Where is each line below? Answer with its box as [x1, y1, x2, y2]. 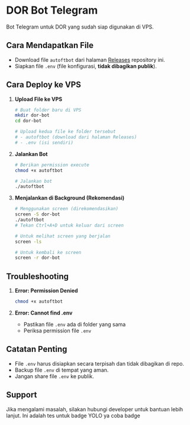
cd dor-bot [14, 118, 42, 124]
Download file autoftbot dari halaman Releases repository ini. [14, 56, 165, 63]
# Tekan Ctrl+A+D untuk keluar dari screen [14, 222, 124, 229]
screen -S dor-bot [14, 211, 60, 217]
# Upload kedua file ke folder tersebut [14, 129, 116, 135]
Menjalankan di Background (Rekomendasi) [14, 194, 125, 202]
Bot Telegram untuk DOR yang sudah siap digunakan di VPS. [6, 23, 154, 30]
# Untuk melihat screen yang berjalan [14, 233, 111, 239]
